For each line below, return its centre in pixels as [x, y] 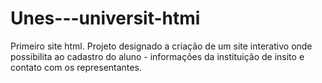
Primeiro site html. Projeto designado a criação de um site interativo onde [161, 46]
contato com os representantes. [76, 67]
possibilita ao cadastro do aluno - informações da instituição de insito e [157, 56]
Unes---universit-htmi [105, 18]
